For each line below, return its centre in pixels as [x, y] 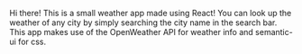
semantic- [274, 32]
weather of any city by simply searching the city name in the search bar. [143, 22]
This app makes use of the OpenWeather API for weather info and [132, 32]
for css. [32, 41]
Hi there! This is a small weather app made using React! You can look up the [151, 13]
